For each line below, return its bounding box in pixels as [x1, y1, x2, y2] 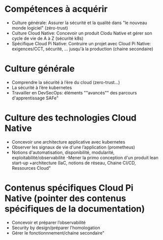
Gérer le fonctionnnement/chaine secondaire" [11, 230, 105, 236]
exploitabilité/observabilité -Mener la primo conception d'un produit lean [11, 154, 159, 160]
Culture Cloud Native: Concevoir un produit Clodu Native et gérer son [11, 30, 153, 36]
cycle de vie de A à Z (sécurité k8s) [11, 35, 84, 41]
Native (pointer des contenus [4, 193, 126, 204]
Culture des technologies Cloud [4, 112, 137, 123]
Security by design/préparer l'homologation [11, 225, 100, 231]
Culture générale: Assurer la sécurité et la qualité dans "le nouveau [11, 20, 148, 26]
